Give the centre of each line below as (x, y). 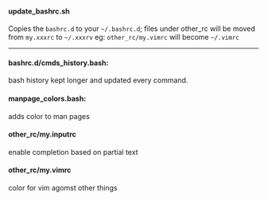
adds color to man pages (49, 116)
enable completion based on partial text (73, 152)
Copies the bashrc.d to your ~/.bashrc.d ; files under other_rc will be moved (132, 29)
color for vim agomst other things (63, 188)
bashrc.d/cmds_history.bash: (58, 63)
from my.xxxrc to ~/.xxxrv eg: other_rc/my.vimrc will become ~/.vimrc (124, 37)
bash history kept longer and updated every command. (98, 80)
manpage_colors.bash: (47, 98)
